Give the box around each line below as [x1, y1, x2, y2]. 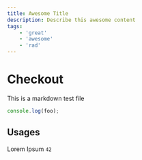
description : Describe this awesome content [7, 16, 136, 23]
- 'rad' [19, 42, 41, 49]
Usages [7, 126, 40, 138]
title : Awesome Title [7, 10, 69, 17]
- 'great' [19, 29, 48, 36]
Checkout [7, 71, 63, 87]
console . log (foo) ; [7, 107, 59, 114]
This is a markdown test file [7, 94, 85, 102]
